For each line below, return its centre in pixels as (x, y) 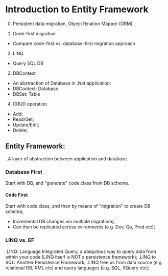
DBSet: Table (26, 94)
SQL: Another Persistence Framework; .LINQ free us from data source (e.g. (84, 262)
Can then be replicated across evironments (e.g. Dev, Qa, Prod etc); (84, 227)
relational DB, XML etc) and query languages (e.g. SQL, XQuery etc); (77, 268)
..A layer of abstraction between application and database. (67, 158)
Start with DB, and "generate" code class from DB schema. (67, 183)
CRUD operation (30, 104)
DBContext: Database (35, 89)
